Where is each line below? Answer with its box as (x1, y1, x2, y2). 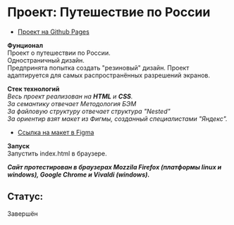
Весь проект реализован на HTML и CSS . (7, 92, 133, 101)
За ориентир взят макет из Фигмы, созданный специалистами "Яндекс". (7, 114, 228, 123)
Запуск (7, 141, 30, 150)
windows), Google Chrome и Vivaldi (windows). (7, 170, 150, 179)
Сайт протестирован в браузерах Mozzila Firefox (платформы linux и (7, 162, 222, 171)
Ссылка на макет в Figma (17, 128, 94, 136)
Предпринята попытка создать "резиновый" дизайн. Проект (7, 63, 190, 72)
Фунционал (7, 41, 44, 49)
